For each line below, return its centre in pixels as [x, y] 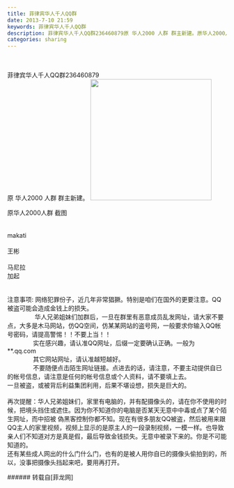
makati [17, 236]
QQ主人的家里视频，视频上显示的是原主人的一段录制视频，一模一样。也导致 [116, 428]
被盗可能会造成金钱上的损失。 [50, 308]
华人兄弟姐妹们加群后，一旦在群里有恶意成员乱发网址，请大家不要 [129, 317]
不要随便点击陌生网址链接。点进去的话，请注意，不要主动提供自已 [128, 368]
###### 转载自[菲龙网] [40, 478]
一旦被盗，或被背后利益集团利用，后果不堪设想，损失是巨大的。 [99, 386]
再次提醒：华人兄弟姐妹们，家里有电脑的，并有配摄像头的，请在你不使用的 [114, 402]
